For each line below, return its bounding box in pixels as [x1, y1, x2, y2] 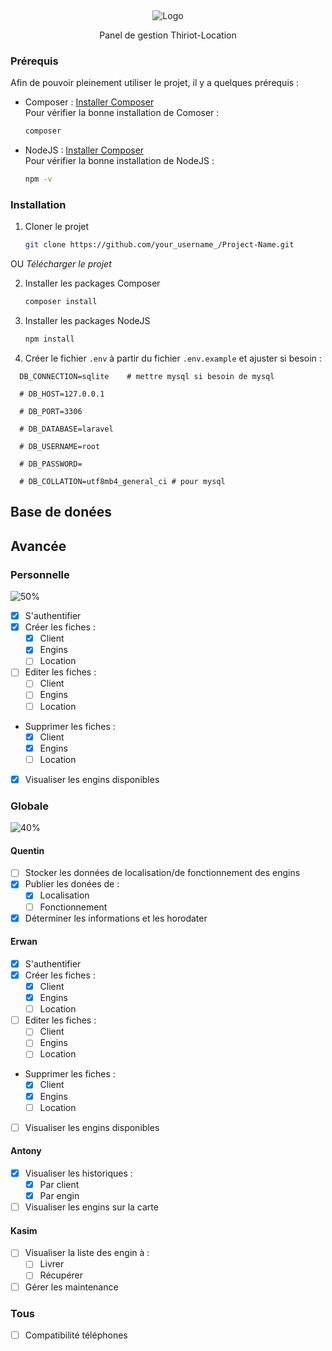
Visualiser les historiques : [24, 1167, 133, 1179]
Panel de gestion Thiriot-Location [99, 29, 237, 41]
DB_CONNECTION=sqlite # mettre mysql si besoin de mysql [19, 371, 275, 381]
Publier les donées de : [24, 878, 120, 890]
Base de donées [10, 504, 113, 521]
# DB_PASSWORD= [19, 459, 83, 469]
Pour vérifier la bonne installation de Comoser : [24, 107, 220, 119]
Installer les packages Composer [24, 277, 161, 290]
